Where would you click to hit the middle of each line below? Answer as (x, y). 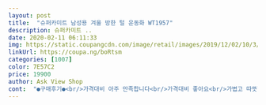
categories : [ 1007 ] (40, 60)
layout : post (30, 15)
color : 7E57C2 (32, 67)
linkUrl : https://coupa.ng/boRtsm (65, 52)
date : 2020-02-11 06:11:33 (53, 37)
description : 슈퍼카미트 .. (50, 30)
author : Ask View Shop (46, 81)
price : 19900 (30, 74)
